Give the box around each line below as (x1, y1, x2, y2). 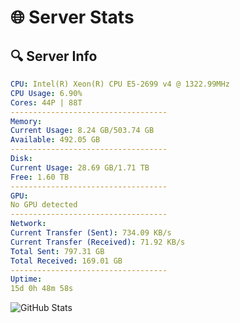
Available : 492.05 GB (10, 135, 101, 145)
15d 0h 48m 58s (10, 284, 74, 294)
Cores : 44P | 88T (10, 97, 83, 108)
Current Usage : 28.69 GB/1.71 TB (10, 162, 150, 173)
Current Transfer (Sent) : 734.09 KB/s (10, 228, 172, 238)
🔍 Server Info (10, 47, 98, 65)
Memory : (10, 116, 43, 126)
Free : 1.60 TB (10, 172, 70, 182)
